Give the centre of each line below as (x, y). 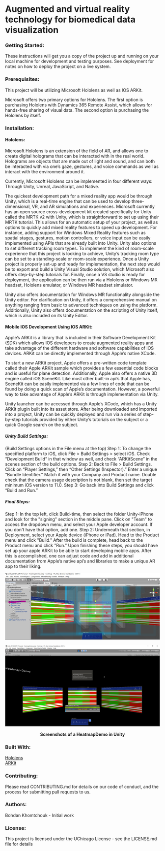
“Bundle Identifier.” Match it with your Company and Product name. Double (81, 475)
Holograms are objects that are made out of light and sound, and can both (80, 161)
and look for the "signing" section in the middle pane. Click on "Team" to (79, 519)
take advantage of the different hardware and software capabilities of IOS (79, 348)
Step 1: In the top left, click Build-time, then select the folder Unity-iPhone (79, 514)
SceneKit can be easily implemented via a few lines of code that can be (77, 384)
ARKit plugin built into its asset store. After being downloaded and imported (81, 409)
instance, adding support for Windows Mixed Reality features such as (75, 232)
